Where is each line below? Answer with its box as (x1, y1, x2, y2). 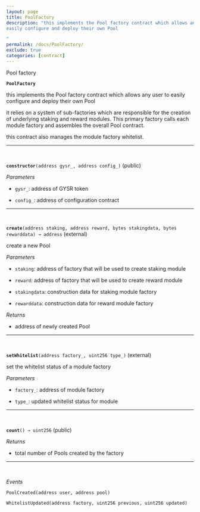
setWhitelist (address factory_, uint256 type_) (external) (6, 351, 152, 358)
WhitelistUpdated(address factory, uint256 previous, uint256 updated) (6, 500, 187, 506)
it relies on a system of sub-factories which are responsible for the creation (6, 108, 191, 116)
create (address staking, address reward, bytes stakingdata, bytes (6, 225, 177, 231)
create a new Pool (6, 242, 51, 249)
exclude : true (6, 47, 42, 54)
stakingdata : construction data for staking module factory (14, 288, 157, 295)
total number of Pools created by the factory (14, 449, 124, 457)
